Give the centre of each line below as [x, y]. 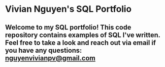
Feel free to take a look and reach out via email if [81, 43]
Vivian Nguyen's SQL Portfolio [68, 9]
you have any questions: [44, 50]
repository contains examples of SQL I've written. [83, 35]
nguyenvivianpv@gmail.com [50, 58]
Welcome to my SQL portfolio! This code [68, 27]
